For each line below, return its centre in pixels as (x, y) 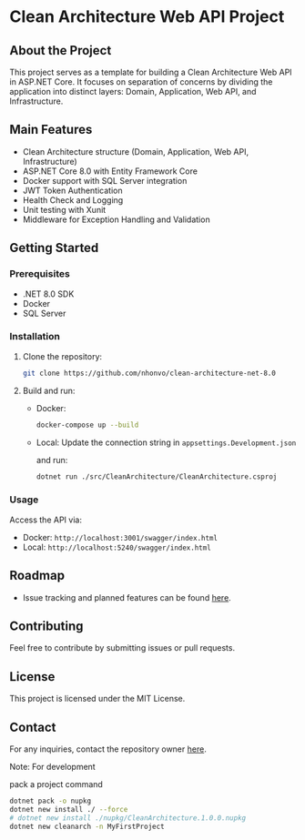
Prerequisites (40, 274)
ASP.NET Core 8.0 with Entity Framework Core (110, 171)
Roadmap (37, 576)
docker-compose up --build (87, 425)
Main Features (51, 130)
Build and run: (49, 390)
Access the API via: (46, 520)
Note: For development (52, 766)
